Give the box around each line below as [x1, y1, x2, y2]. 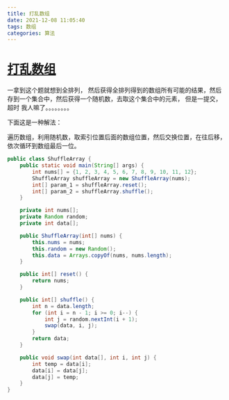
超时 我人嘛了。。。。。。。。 [7, 104, 73, 112]
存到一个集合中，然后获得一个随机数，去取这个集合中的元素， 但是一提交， [7, 95, 222, 103]
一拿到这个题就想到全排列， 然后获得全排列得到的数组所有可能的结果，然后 [7, 86, 222, 95]
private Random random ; [19, 214, 89, 221]
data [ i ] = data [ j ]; [32, 367, 89, 374]
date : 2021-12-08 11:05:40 [7, 17, 85, 24]
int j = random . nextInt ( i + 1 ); [44, 316, 138, 323]
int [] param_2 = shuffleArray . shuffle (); [32, 188, 154, 195]
